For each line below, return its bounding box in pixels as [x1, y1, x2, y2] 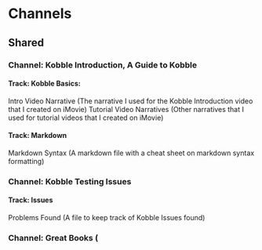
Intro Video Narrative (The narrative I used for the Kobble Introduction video [8, 96, 253, 106]
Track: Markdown [8, 131, 67, 140]
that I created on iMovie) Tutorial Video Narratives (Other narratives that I [8, 104, 245, 114]
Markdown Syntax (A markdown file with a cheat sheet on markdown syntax [8, 148, 255, 158]
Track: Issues [8, 195, 53, 205]
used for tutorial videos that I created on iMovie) [8, 113, 164, 122]
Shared [8, 36, 45, 49]
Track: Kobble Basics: [8, 79, 81, 89]
